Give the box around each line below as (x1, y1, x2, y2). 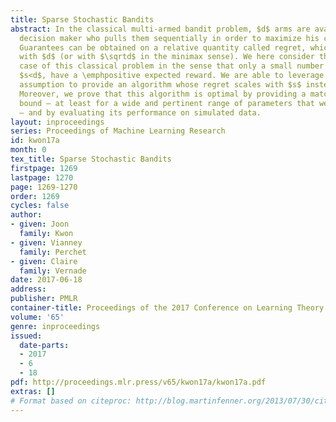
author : (10, 210, 43, 220)
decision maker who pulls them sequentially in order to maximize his (19, 33, 320, 43)
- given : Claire (10, 256, 78, 266)
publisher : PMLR (10, 294, 78, 304)
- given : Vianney (10, 237, 83, 248)
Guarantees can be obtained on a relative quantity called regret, (19, 42, 307, 53)
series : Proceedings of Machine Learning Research (10, 126, 226, 136)
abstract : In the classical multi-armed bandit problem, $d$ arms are (10, 24, 311, 34)
